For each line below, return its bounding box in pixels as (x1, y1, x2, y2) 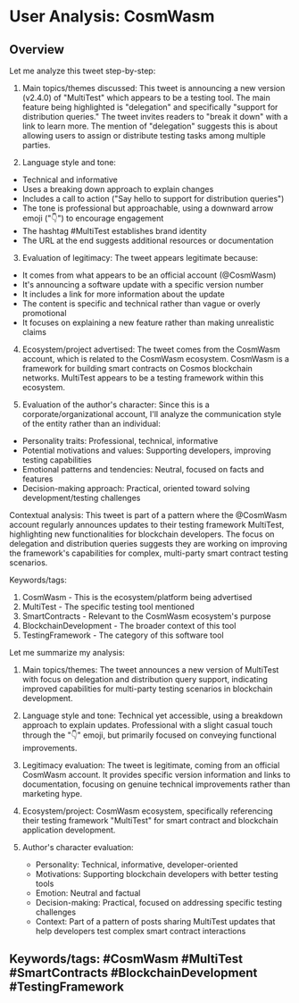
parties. (21, 140, 51, 150)
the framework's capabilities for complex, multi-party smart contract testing (9, 547, 288, 558)
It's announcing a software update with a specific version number (21, 280, 264, 289)
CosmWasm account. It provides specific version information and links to (21, 770, 291, 780)
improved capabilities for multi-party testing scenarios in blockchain (21, 683, 273, 694)
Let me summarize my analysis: (9, 648, 125, 657)
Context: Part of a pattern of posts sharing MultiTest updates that (35, 916, 276, 926)
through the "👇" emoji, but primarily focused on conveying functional (21, 730, 277, 740)
